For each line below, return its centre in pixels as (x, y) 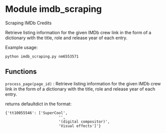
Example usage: (22, 47)
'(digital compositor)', (84, 122)
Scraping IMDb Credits (29, 23)
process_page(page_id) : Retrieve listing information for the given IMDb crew (83, 83)
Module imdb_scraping (53, 9)
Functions (21, 72)
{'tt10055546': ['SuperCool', (37, 113)
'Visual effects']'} (80, 126)
